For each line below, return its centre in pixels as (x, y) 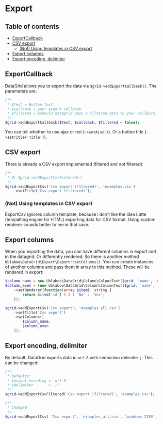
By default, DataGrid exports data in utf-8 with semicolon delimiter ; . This (79, 357)
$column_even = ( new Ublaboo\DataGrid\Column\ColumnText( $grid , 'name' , (80, 286)
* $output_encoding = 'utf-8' (38, 381)
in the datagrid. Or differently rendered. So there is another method (72, 257)
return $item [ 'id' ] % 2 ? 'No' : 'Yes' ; (64, 295)
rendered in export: (24, 272)
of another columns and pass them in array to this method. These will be (77, 267)
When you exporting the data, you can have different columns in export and (81, 252)
